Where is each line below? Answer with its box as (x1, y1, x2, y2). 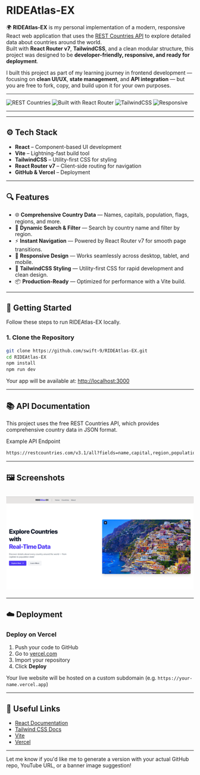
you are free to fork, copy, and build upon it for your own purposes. (6, 82, 171, 89)
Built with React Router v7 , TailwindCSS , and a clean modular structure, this (6, 45, 194, 52)
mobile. (14, 258, 34, 265)
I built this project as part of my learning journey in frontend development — (6, 69, 192, 76)
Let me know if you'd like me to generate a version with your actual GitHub (6, 755, 189, 763)
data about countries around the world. (6, 38, 102, 45)
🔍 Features (6, 192, 49, 203)
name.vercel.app (6, 682, 46, 688)
